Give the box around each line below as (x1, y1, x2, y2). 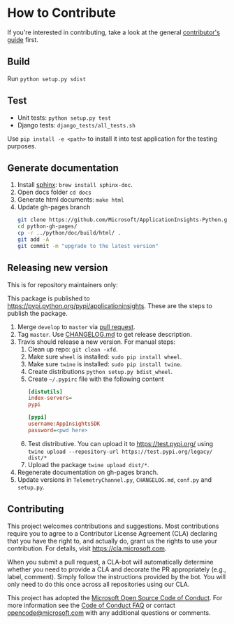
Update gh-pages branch (17, 203, 91, 212)
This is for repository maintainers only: (7, 280, 118, 289)
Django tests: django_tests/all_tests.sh (17, 120, 136, 129)
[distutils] (27, 388, 63, 395)
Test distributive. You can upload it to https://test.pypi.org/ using (27, 439, 214, 448)
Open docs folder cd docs (17, 188, 92, 197)
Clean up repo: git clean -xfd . (27, 345, 118, 353)
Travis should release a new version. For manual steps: (17, 338, 176, 346)
